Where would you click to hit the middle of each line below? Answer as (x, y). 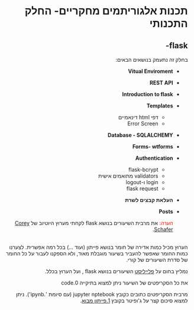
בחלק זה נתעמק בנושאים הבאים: (152, 60)
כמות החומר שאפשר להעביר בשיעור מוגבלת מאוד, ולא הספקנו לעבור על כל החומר (97, 253)
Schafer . (163, 229)
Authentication (154, 158)
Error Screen (143, 124)
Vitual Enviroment (151, 71)
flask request (142, 189)
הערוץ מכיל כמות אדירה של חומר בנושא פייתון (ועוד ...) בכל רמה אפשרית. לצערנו (98, 247)
